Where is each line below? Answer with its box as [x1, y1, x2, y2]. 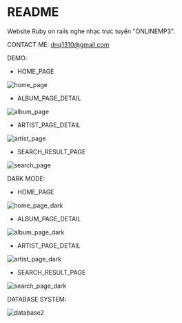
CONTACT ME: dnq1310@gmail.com [7, 40, 110, 48]
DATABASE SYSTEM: [7, 295, 67, 303]
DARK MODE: [7, 174, 45, 183]
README [7, 4, 59, 20]
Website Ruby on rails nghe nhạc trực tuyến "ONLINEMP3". [7, 27, 176, 35]
